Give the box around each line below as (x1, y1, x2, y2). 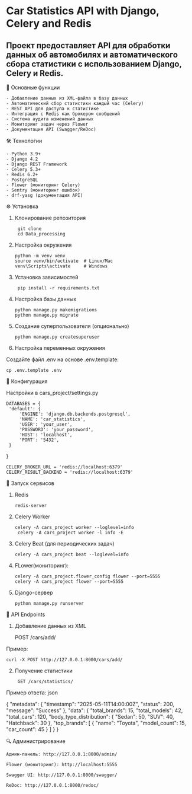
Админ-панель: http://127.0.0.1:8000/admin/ (6, 751, 118, 757)
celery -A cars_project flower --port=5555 (14, 579, 124, 585)
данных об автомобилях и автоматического (6, 49, 178, 60)
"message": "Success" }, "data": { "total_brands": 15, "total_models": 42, (6, 707, 183, 714)
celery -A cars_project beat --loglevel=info (14, 551, 129, 557)
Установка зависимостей (14, 274, 79, 280)
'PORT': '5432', (19, 437, 60, 443)
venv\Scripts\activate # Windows (14, 263, 108, 269)
